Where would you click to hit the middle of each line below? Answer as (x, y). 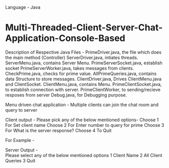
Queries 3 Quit (20, 160)
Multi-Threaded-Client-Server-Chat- (84, 28)
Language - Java (23, 7)
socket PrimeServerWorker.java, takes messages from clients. (70, 68)
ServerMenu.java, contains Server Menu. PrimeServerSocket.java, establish (84, 63)
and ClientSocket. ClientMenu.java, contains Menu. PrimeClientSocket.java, (84, 84)
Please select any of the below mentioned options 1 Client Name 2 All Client (84, 155)
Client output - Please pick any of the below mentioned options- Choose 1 (82, 120)
